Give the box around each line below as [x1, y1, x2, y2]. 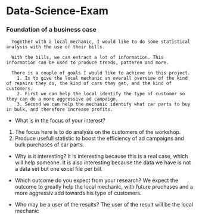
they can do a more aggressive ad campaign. [6, 96, 119, 102]
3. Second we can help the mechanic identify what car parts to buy [17, 101, 191, 108]
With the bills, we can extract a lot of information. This [11, 55, 164, 61]
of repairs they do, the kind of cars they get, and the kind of [6, 80, 172, 87]
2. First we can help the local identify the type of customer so [17, 91, 185, 97]
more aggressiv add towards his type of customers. [14, 189, 142, 197]
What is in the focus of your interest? [14, 117, 105, 124]
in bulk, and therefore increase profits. [6, 107, 113, 112]
